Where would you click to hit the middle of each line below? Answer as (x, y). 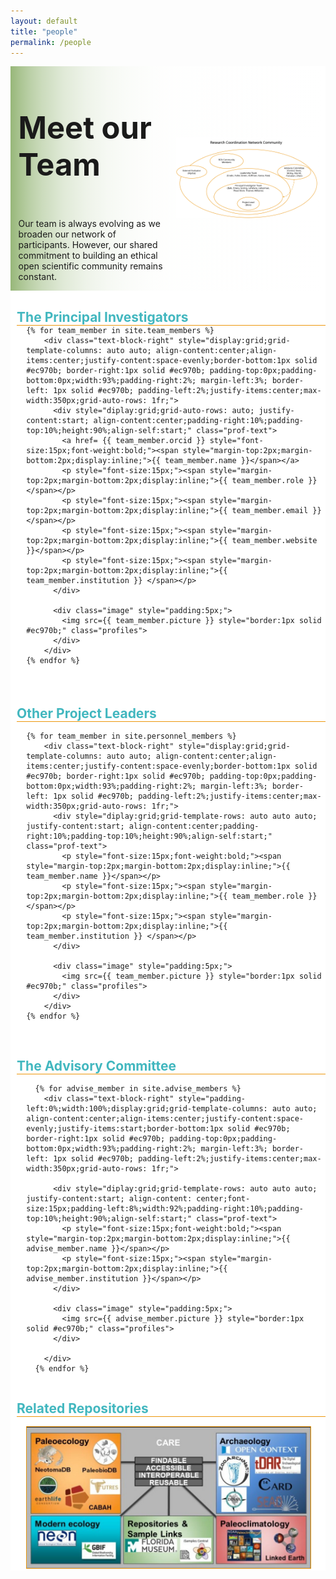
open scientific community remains (90, 266)
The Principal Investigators (102, 316)
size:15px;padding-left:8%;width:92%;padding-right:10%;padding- (165, 1209)
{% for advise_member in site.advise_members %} (138, 1089)
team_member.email (270, 511)
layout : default (44, 21)
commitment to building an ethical (88, 256)
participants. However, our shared (88, 245)
